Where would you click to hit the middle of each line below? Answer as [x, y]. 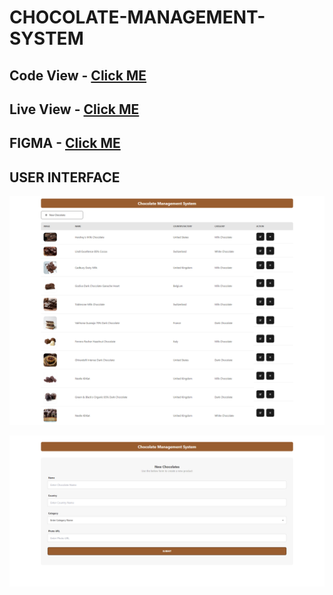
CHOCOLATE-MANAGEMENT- [137, 17]
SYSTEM [46, 38]
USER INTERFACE [65, 177]
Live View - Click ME [74, 109]
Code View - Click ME [78, 75]
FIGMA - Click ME [65, 143]
